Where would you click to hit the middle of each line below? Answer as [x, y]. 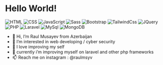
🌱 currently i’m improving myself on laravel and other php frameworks [83, 52]
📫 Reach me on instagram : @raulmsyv [52, 57]
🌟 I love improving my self [38, 47]
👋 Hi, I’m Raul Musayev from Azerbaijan [52, 36]
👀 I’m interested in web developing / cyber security [64, 41]
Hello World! [31, 8]
